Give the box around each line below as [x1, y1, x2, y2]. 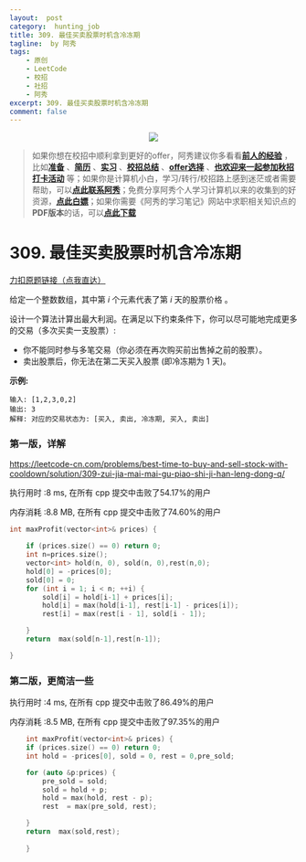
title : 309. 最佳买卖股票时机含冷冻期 [9, 30, 141, 39]
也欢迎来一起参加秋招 [214, 162, 295, 173]
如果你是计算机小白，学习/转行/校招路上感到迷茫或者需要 [81, 173, 297, 184]
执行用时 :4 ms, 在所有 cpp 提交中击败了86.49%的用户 [9, 697, 215, 708]
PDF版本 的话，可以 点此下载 [31, 208, 137, 218]
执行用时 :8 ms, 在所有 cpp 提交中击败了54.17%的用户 [9, 487, 212, 498]
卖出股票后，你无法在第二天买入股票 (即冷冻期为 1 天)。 [22, 356, 231, 367]
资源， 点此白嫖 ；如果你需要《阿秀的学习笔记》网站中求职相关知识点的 [31, 196, 297, 207]
